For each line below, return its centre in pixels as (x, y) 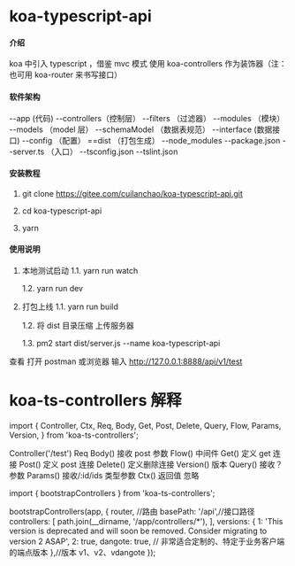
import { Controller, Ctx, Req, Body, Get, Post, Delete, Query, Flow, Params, (145, 425)
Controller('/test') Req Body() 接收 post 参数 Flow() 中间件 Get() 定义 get (140, 453)
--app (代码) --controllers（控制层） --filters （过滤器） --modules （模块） (147, 118)
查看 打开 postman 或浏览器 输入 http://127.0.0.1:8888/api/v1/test (126, 361)
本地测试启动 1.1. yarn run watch (80, 271)
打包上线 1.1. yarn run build (70, 306)
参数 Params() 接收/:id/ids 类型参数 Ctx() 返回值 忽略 (104, 475)
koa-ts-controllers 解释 (96, 401)
